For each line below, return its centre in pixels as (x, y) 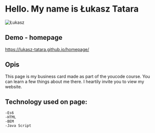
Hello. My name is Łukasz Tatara (72, 9)
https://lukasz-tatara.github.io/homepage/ (47, 49)
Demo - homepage (34, 38)
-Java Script (18, 126)
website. (14, 86)
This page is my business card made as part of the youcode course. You (78, 76)
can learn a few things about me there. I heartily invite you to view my (75, 82)
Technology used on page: (46, 102)
